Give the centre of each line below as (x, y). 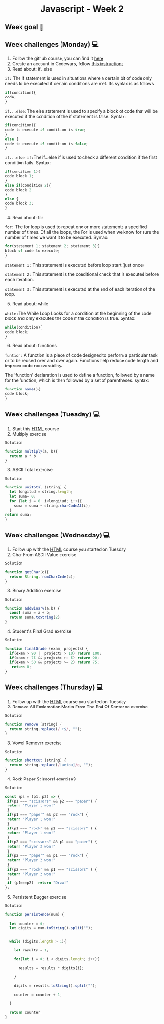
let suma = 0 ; (23, 497)
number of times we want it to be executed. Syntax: (57, 237)
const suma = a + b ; (30, 613)
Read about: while (30, 304)
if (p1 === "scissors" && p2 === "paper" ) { (52, 801)
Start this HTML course (36, 428)
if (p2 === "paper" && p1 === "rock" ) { (48, 856)
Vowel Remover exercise (37, 743)
